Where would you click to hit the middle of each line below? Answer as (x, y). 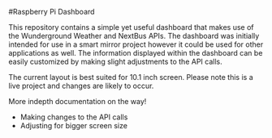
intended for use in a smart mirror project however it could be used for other (136, 44)
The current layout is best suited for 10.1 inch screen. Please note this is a (131, 77)
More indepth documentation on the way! (78, 101)
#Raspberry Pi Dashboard (52, 12)
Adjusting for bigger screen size (74, 125)
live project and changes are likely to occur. (81, 86)
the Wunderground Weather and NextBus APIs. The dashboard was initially (134, 36)
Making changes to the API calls (74, 117)
